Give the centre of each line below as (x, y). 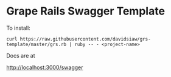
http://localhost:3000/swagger (45, 67)
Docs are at (21, 55)
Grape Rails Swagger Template (86, 11)
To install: (18, 28)
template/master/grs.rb (37, 44)
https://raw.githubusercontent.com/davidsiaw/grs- (85, 39)
